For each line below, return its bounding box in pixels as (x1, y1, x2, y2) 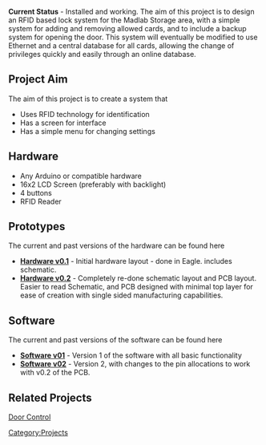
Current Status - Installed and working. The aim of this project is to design (8, 7, 255, 16)
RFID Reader (19, 196, 62, 206)
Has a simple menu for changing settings (19, 126, 156, 136)
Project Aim (8, 72, 68, 87)
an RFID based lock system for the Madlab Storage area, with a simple (8, 15, 240, 25)
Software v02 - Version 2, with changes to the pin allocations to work (19, 359, 251, 369)
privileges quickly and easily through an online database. (8, 50, 196, 59)
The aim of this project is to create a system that (8, 94, 168, 103)
